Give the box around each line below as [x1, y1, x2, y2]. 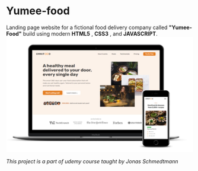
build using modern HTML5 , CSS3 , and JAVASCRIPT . [23, 30, 158, 37]
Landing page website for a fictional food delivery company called [6, 24, 168, 31]
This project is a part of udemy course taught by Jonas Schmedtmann [6, 158, 178, 165]
